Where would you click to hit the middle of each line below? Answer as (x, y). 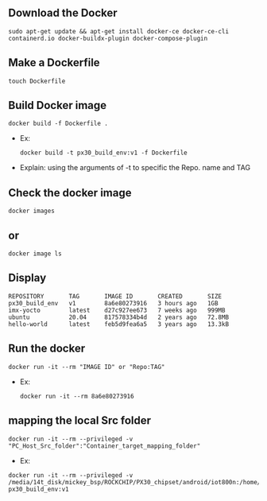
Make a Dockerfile (54, 63)
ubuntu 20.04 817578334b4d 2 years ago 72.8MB (118, 317)
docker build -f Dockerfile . (58, 124)
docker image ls (35, 254)
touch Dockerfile (37, 81)
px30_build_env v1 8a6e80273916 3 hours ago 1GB (113, 303)
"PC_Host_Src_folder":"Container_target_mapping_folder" (104, 446)
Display (27, 278)
